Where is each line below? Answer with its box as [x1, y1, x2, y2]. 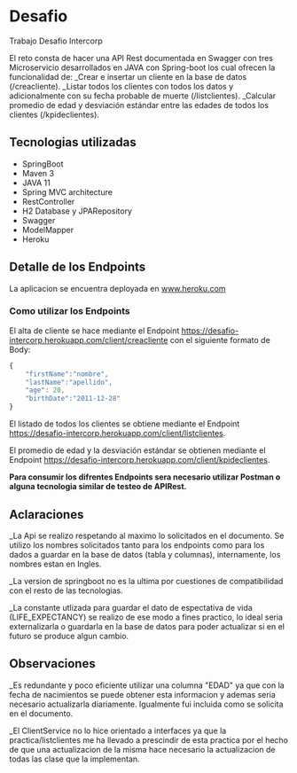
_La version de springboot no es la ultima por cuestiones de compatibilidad [9, 575, 284, 586]
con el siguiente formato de [169, 334, 270, 345]
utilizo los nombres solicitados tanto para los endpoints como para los [9, 539, 265, 550]
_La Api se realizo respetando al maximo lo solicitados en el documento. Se [9, 530, 285, 541]
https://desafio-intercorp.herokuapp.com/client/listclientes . [9, 428, 226, 439]
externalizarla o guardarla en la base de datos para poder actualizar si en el [9, 621, 285, 631]
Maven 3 [21, 168, 55, 178]
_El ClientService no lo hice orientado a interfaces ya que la [9, 725, 227, 736]
